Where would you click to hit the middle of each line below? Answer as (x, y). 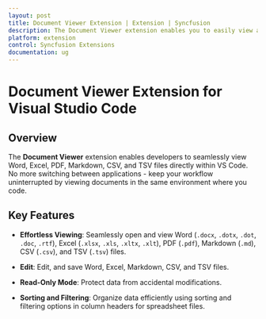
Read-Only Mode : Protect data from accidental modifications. (121, 282)
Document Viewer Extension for (116, 92)
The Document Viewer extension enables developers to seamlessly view (127, 157)
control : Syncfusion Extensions (61, 45)
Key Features (42, 215)
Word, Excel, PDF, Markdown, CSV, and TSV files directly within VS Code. (128, 165)
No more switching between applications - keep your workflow (111, 174)
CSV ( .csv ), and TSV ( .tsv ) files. (73, 252)
